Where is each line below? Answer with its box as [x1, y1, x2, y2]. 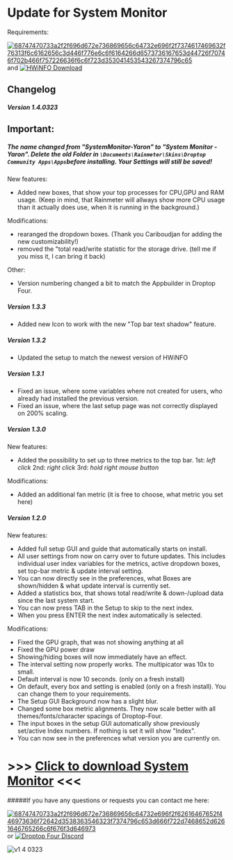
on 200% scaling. [17, 409, 68, 418]
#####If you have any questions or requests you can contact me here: [7, 796, 210, 804]
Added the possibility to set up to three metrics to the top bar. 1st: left [17, 456, 216, 464]
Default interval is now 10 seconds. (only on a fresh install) [17, 675, 185, 683]
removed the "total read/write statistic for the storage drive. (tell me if [17, 245, 217, 253]
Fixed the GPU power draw [17, 645, 95, 654]
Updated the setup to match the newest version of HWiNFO [17, 353, 188, 362]
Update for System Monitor [7, 5, 168, 21]
